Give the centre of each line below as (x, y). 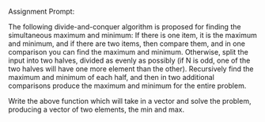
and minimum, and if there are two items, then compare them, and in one (127, 44)
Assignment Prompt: (42, 11)
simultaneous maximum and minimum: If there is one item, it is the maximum (132, 35)
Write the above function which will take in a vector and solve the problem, (130, 101)
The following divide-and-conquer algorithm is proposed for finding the (125, 27)
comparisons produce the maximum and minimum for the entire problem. (127, 86)
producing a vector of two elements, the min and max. (96, 109)
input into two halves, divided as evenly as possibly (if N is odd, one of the (129, 60)
